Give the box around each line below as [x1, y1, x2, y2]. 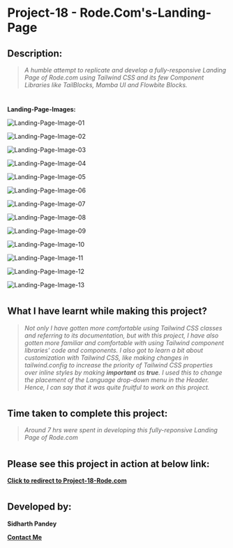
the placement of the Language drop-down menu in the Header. [24, 375, 209, 384]
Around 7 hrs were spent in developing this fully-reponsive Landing [24, 426, 218, 434]
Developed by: [7, 501, 72, 513]
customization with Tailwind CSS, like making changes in [24, 353, 189, 362]
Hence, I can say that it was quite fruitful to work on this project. [24, 383, 210, 391]
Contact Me [7, 533, 43, 541]
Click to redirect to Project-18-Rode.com [7, 476, 127, 485]
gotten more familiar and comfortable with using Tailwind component [24, 338, 225, 347]
